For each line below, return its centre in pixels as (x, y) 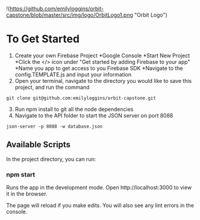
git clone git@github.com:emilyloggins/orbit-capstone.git (81, 98)
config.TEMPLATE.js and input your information (73, 75)
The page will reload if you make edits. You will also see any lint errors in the (100, 206)
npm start (21, 174)
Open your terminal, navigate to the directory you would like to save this (103, 80)
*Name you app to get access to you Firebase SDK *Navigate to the (99, 68)
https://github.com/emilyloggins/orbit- (57, 9)
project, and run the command (52, 87)
